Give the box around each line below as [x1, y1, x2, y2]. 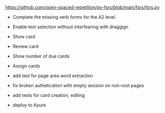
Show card [12, 34, 35, 39]
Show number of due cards [12, 53, 70, 59]
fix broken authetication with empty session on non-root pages [12, 83, 144, 88]
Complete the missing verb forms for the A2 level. [12, 14, 116, 20]
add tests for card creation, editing [12, 92, 85, 98]
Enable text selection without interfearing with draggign [12, 24, 129, 30]
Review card [12, 43, 39, 49]
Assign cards [12, 63, 40, 69]
